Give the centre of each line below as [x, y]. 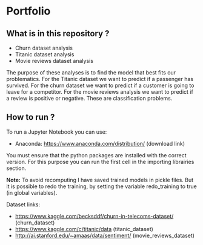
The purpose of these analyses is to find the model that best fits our [91, 73]
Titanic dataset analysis [45, 54]
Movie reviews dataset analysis [54, 61]
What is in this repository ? [58, 34]
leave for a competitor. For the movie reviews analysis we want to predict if [100, 92]
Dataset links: [23, 204]
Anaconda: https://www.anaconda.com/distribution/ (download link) [100, 143]
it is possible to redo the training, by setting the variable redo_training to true [101, 186]
